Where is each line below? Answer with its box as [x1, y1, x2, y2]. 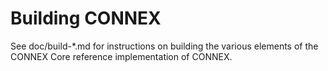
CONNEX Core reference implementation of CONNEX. [10, 50, 233, 62]
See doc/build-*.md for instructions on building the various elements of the [10, 40, 319, 52]
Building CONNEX [10, 7, 162, 30]
